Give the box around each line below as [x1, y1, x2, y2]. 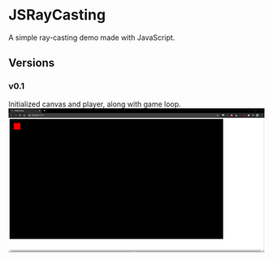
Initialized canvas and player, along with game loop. [8, 99, 181, 109]
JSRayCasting [8, 6, 106, 24]
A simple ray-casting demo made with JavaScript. [8, 33, 175, 42]
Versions [8, 56, 55, 70]
